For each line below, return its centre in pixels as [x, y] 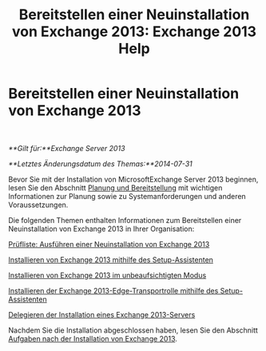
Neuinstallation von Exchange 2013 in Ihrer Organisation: [101, 229]
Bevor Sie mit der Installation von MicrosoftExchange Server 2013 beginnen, [133, 179]
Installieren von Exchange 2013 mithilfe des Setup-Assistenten [111, 259]
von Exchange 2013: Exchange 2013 [134, 32]
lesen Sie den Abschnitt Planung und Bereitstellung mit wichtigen [115, 187]
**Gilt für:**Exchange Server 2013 [67, 148]
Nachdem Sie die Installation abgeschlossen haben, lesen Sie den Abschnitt [133, 330]
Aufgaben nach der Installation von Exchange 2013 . [93, 338]
